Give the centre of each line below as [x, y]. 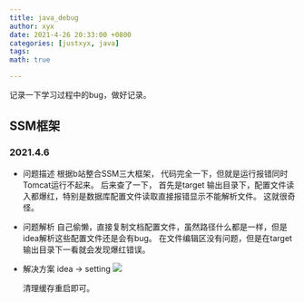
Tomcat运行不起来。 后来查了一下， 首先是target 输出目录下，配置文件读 [158, 185]
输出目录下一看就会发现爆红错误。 [86, 249]
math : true [30, 60]
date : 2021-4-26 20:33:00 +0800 [70, 34]
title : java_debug [44, 18]
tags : [20, 52]
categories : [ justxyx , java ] [64, 43]
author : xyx [32, 26]
